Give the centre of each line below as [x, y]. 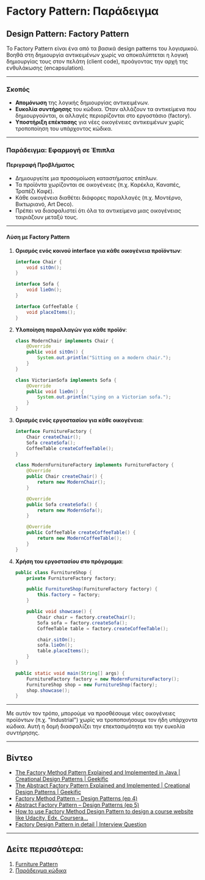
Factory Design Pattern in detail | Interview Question [81, 824]
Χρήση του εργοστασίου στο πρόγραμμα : [69, 561]
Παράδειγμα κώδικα [41, 870]
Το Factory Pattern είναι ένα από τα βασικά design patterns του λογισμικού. [103, 48]
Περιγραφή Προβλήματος [41, 165]
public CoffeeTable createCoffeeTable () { [81, 533]
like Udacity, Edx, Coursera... [52, 818]
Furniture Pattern [36, 864]
